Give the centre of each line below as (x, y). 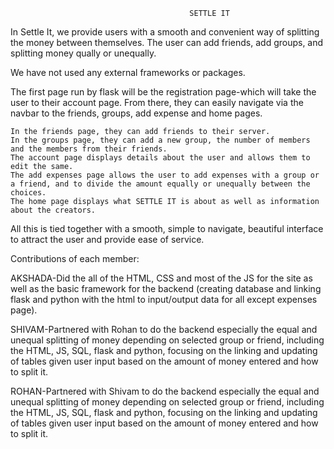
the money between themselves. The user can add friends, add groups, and (167, 42)
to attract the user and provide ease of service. (107, 239)
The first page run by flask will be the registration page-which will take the (163, 92)
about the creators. (53, 210)
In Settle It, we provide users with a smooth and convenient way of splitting (165, 32)
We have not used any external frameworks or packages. (128, 72)
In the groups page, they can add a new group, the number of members (160, 140)
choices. (28, 193)
